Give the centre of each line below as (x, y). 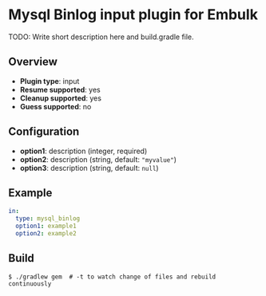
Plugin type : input (50, 81)
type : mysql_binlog (48, 219)
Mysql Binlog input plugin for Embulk (133, 15)
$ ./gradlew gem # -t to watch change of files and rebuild (112, 277)
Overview (33, 62)
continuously (30, 284)
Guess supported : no (56, 106)
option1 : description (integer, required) (83, 151)
